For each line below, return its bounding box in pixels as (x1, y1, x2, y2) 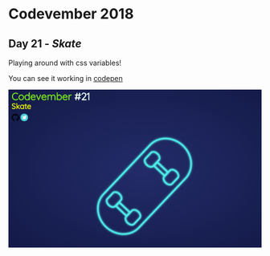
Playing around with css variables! (8, 58, 122, 67)
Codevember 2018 (8, 5, 134, 23)
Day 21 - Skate (8, 37, 82, 51)
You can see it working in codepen (8, 74, 123, 83)
